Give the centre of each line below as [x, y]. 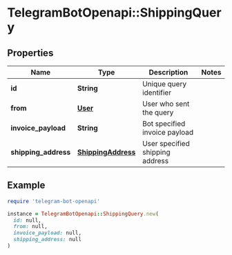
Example [26, 186]
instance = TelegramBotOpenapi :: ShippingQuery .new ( [83, 214]
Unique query [165, 84]
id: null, [27, 220]
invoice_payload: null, [47, 233]
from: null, [31, 227]
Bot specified [164, 124]
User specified [166, 143]
